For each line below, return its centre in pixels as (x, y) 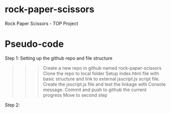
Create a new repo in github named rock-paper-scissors (102, 68)
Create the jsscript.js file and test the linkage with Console (104, 84)
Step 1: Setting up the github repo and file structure (59, 58)
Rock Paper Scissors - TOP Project (41, 23)
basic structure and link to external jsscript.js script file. (101, 79)
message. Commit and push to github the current (95, 90)
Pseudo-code (34, 44)
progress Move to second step (75, 95)
